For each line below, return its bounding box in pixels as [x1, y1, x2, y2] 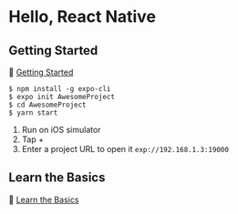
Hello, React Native [8, 6, 157, 27]
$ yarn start [8, 108, 58, 117]
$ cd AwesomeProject [8, 100, 88, 109]
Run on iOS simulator [21, 125, 101, 135]
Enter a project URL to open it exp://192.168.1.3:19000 [21, 144, 230, 154]
